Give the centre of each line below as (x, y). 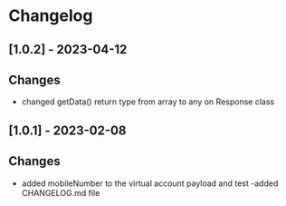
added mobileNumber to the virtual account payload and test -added (150, 183)
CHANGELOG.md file (61, 192)
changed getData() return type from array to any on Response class (148, 102)
